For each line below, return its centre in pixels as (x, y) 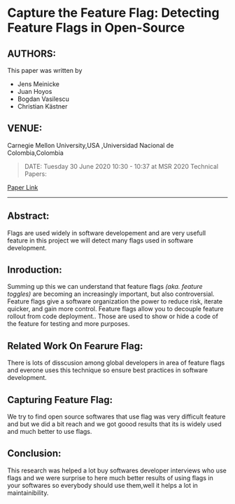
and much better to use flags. (50, 432)
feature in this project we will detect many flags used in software (100, 240)
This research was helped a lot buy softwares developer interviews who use (117, 470)
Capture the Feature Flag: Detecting (113, 13)
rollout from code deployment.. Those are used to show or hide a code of (113, 316)
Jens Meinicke (38, 84)
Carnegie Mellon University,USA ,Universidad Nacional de (91, 145)
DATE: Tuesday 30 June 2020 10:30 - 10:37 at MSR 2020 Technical (121, 166)
